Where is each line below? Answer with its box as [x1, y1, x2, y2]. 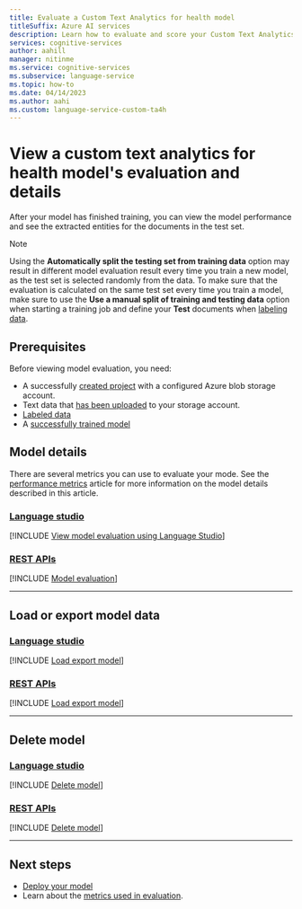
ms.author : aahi [9, 96, 70, 106]
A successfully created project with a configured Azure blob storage [22, 381, 276, 391]
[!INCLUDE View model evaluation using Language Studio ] [9, 531, 226, 542]
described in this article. [9, 487, 99, 499]
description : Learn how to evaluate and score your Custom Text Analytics [9, 30, 296, 39]
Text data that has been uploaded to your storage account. [22, 400, 241, 410]
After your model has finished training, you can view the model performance [9, 212, 292, 223]
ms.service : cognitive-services [9, 64, 130, 73]
